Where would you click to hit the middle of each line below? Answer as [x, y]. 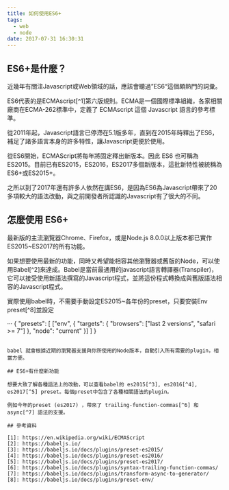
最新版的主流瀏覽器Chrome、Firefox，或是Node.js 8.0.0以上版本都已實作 [110, 237]
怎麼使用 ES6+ [38, 220]
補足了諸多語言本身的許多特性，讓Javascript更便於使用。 [88, 141]
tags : [15, 20]
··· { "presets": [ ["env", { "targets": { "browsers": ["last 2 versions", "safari [111, 323]
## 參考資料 [22, 425]
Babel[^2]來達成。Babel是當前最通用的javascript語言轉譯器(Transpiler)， [115, 269]
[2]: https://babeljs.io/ [44, 443]
